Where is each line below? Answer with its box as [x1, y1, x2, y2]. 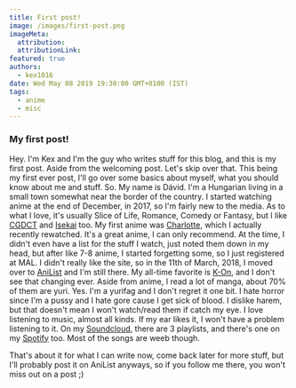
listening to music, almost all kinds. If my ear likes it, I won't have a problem [9, 313, 284, 324]
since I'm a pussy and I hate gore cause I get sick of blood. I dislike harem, [9, 295, 283, 305]
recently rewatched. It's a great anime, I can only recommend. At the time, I [9, 228, 285, 240]
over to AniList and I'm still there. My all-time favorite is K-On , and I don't [9, 266, 276, 277]
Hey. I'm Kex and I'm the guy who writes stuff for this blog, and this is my [9, 153, 277, 164]
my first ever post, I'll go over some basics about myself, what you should [9, 172, 279, 183]
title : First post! [9, 12, 82, 22]
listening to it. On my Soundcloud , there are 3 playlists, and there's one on [9, 323, 280, 334]
